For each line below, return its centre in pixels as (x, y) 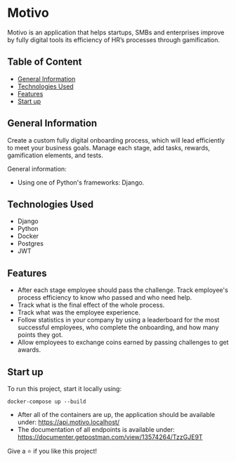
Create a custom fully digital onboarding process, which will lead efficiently (116, 140)
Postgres (31, 244)
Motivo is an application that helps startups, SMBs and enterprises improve (116, 32)
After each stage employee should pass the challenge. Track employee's (123, 290)
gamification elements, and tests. (55, 155)
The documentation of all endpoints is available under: (96, 429)
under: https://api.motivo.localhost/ (68, 422)
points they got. (40, 335)
